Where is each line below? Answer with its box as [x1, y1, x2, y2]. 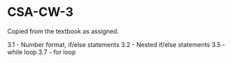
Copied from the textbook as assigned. [7, 27, 119, 35]
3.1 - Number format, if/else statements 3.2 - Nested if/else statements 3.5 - [7, 40, 225, 48]
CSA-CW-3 [7, 4, 74, 20]
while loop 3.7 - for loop [7, 48, 76, 56]
